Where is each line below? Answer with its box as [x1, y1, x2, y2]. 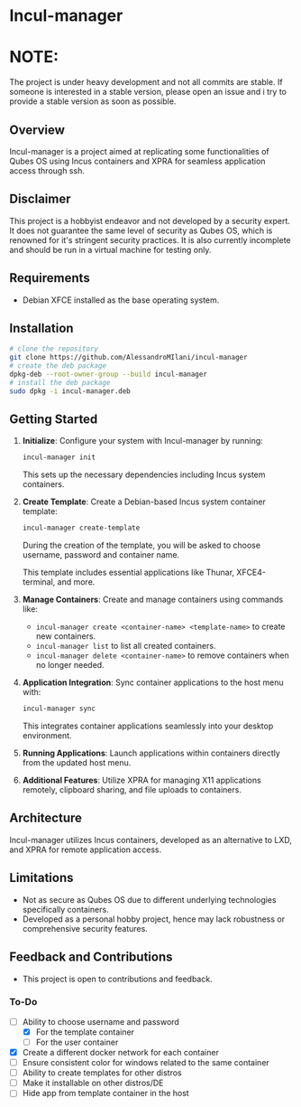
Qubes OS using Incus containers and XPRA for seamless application [9, 155, 266, 166]
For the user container [35, 1037, 119, 1047]
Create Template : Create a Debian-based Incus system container [22, 496, 266, 507]
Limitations [9, 870, 74, 886]
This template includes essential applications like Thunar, [22, 567, 235, 578]
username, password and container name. [22, 549, 180, 560]
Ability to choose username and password [22, 1016, 180, 1027]
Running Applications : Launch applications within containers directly [22, 747, 281, 759]
